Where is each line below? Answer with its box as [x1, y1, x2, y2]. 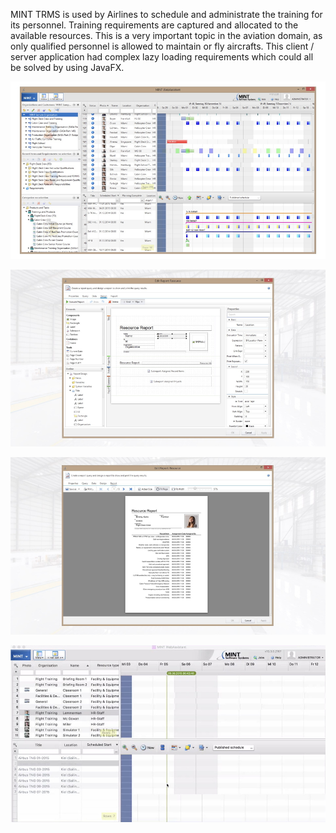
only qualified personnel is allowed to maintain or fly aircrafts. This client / [10, 40, 315, 52]
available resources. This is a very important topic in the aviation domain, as [10, 30, 323, 41]
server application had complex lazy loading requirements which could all [10, 51, 314, 63]
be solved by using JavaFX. [10, 62, 125, 73]
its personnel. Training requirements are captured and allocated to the [10, 19, 299, 31]
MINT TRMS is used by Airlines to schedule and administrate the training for [10, 9, 323, 20]
